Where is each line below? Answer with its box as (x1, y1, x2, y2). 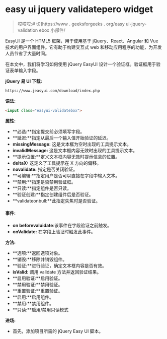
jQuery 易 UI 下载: (5, 78, 42, 84)
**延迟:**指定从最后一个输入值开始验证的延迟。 (12, 134, 111, 141)
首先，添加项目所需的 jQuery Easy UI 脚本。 (12, 328, 104, 334)
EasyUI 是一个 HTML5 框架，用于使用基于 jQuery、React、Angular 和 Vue (5, 38, 158, 44)
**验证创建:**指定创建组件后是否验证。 (12, 191, 94, 197)
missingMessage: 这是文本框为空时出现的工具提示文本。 (12, 141, 132, 147)
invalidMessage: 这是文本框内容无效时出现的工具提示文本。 (12, 147, 137, 153)
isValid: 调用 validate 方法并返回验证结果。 (12, 268, 102, 275)
